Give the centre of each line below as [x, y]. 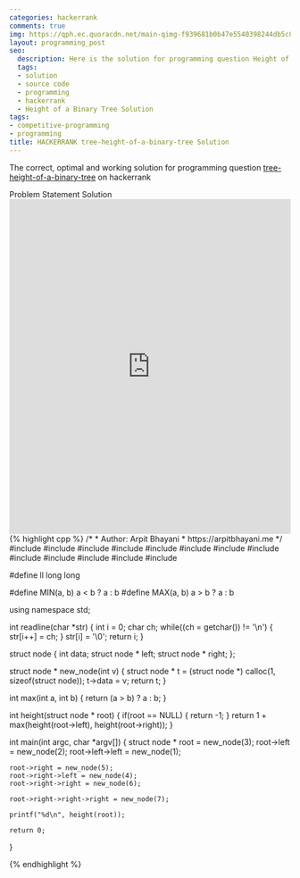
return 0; [28, 830]
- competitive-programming [59, 126]
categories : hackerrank [54, 17]
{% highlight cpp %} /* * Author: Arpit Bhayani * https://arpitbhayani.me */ [146, 539]
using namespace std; [50, 609]
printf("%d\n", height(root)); [67, 815]
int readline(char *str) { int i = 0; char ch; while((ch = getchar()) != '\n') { [142, 627]
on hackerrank [125, 177]
